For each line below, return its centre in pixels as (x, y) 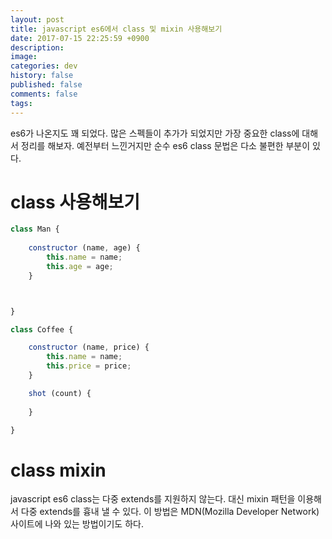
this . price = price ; (89, 366)
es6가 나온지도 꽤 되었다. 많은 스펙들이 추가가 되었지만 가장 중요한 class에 (155, 133)
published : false (46, 85)
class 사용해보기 (75, 202)
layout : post (37, 19)
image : (24, 57)
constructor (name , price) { (89, 347)
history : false (42, 76)
